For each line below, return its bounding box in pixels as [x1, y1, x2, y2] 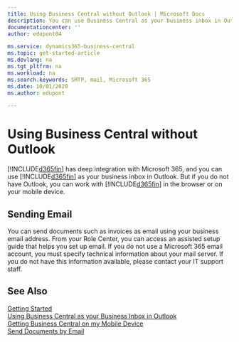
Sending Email [7, 208, 73, 220]
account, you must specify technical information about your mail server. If [7, 250, 224, 258]
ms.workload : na [7, 69, 55, 77]
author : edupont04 [7, 30, 62, 38]
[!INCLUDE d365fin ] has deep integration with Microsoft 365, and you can [7, 165, 223, 173]
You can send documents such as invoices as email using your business [7, 227, 219, 235]
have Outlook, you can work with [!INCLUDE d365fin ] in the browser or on [7, 180, 223, 188]
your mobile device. [7, 188, 65, 196]
